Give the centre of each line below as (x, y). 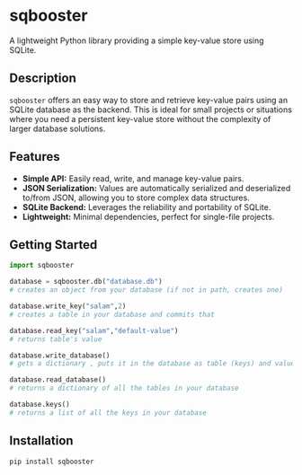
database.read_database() (58, 380)
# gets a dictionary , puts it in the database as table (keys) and (140, 364)
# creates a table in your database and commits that (112, 314)
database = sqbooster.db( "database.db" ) (86, 282)
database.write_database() (60, 356)
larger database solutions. (58, 128)
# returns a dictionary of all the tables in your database (124, 388)
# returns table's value (56, 339)
